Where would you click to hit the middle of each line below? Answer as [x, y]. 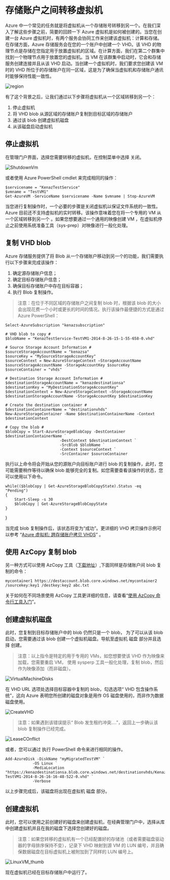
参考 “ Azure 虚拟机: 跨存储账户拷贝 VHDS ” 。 [56, 534]
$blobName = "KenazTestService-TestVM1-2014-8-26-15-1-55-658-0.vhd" [80, 338]
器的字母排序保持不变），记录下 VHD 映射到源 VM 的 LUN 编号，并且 [89, 845]
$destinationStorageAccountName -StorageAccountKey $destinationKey [79, 396]
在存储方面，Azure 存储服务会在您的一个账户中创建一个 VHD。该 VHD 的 [81, 44]
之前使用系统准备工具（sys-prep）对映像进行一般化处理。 [70, 225]
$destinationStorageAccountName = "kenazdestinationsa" [65, 383]
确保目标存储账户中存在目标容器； [48, 286]
